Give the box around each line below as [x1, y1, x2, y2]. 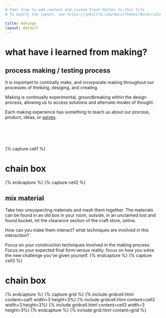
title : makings [5, 21, 37, 26]
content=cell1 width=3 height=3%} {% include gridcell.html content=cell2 [5, 296, 156, 302]
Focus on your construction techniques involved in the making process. [5, 242, 151, 248]
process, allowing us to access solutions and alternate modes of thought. [5, 99, 154, 105]
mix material [5, 194, 44, 202]
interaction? [5, 232, 30, 238]
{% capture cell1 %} [5, 146, 46, 152]
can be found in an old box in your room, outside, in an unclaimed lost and [5, 212, 156, 218]
